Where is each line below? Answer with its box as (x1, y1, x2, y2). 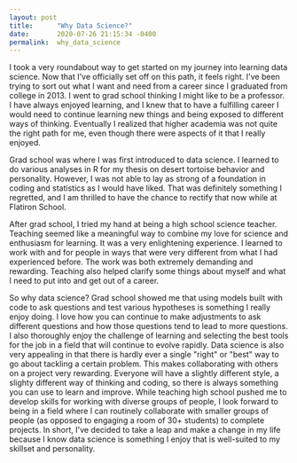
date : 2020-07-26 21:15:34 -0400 (9, 29, 157, 38)
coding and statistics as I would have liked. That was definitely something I (9, 183, 282, 193)
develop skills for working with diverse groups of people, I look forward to (9, 396, 279, 407)
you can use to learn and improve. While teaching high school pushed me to (9, 387, 287, 397)
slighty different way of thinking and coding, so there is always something (9, 378, 279, 388)
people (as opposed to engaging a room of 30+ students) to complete (9, 415, 265, 426)
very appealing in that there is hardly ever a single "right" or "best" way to (9, 349, 279, 360)
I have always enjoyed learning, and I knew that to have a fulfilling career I (9, 99, 279, 111)
